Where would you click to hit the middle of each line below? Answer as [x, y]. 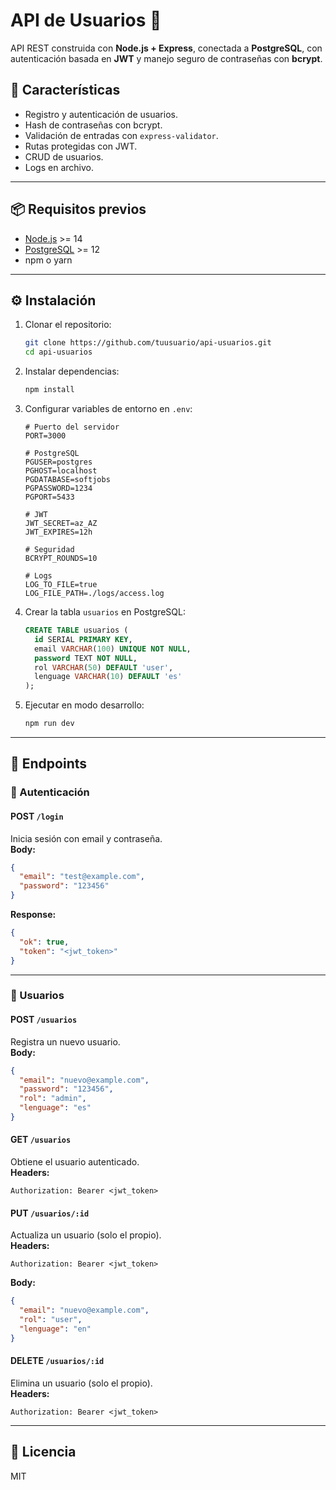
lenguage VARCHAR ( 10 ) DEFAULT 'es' [108, 677]
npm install [49, 390]
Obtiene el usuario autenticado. [75, 1162]
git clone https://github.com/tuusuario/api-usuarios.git [148, 343]
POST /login [37, 816]
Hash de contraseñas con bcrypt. [93, 125]
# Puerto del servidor [72, 427]
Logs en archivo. [59, 167]
